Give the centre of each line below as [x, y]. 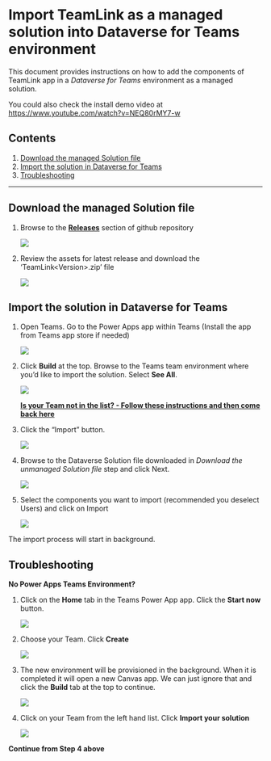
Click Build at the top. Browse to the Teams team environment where [134, 366]
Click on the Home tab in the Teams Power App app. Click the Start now [140, 600]
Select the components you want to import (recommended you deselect [140, 500]
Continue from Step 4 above [56, 749]
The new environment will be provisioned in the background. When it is [138, 670]
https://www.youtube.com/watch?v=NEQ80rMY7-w [94, 113]
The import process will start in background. [82, 540]
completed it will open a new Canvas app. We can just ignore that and [136, 679]
